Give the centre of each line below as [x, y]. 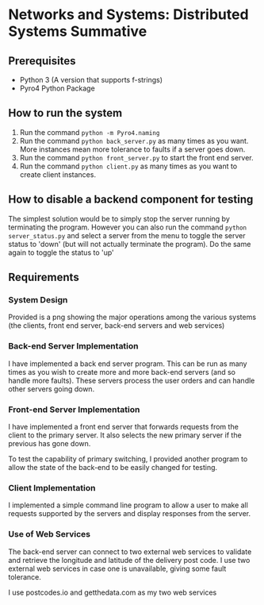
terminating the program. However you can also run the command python [128, 227]
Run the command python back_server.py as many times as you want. [134, 141]
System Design [38, 299]
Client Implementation [52, 487]
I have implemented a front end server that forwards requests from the [124, 426]
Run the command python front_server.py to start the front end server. [136, 157]
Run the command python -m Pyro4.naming [90, 132]
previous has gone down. [50, 443]
